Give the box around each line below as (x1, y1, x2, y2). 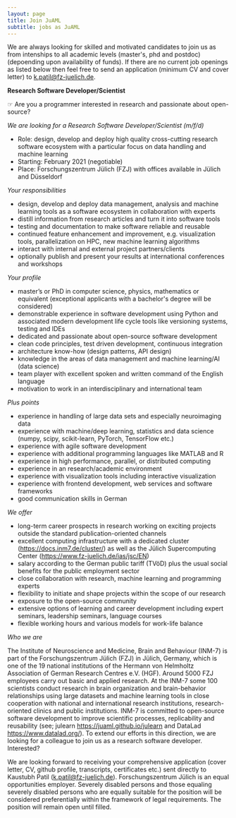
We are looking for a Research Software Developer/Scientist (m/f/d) (7, 121, 204, 130)
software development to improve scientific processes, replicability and (7, 714, 215, 723)
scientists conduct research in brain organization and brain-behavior (7, 684, 206, 692)
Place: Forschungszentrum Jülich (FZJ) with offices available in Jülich (17, 165, 221, 174)
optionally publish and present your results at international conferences (17, 252, 225, 261)
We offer (7, 508, 33, 517)
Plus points (7, 398, 40, 407)
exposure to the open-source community (17, 597, 137, 606)
